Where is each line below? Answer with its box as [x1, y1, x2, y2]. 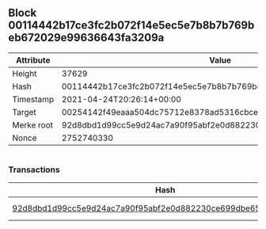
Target [12, 106, 37, 117]
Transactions [8, 164, 61, 175]
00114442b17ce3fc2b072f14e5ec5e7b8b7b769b [8, 19, 255, 32]
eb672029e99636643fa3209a [8, 31, 165, 44]
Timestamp [12, 94, 55, 105]
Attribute [15, 55, 51, 66]
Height [12, 67, 37, 78]
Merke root [12, 119, 54, 130]
